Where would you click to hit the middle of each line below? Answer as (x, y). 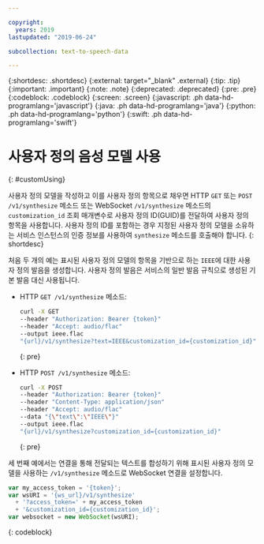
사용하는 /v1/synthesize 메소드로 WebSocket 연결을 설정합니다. (123, 473)
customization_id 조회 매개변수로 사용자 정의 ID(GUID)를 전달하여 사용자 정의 (129, 216)
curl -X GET (39, 312)
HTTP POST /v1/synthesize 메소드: (75, 373)
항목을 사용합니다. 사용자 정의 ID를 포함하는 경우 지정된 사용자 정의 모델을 (121, 225)
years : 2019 (35, 30)
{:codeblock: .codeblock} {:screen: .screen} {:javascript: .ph (106, 98)
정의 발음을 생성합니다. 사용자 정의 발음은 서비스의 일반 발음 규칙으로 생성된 (132, 270)
